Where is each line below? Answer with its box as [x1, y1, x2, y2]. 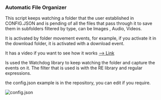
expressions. [5, 70, 31, 76]
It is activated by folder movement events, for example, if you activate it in [5, 35, 157, 41]
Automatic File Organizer [5, 4, 67, 11]
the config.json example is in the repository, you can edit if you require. [5, 80, 151, 86]
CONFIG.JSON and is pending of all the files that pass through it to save [5, 20, 153, 26]
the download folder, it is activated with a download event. [5, 41, 125, 47]
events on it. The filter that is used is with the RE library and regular [5, 65, 143, 71]
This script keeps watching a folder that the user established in [5, 15, 134, 21]
